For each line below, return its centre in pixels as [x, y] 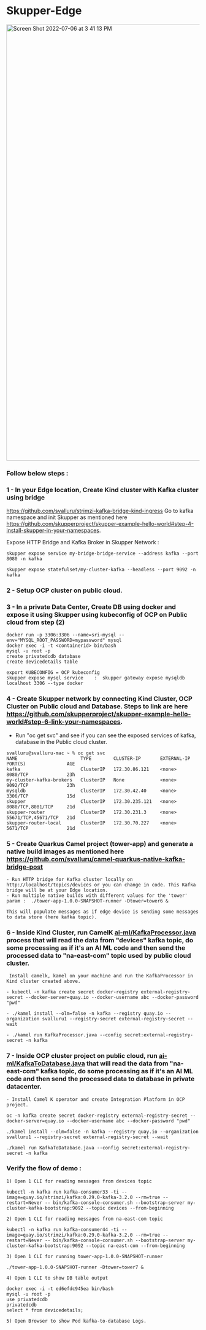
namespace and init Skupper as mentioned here [67, 517]
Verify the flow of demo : [44, 1168]
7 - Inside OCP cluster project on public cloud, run [82, 1056]
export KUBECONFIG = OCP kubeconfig [53, 673]
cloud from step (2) [36, 622]
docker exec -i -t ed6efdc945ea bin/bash [60, 1289]
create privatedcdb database [44, 657]
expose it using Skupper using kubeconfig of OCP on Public [97, 615]
